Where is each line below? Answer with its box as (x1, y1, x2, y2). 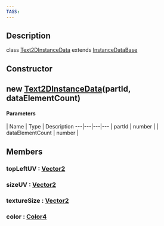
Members (6, 146, 43, 156)
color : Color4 (6, 212, 47, 221)
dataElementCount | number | (6, 129, 79, 137)
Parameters (6, 109, 36, 117)
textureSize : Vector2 (6, 196, 69, 205)
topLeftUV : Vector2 (6, 164, 66, 172)
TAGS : (6, 8, 20, 15)
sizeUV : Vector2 (6, 180, 57, 189)
